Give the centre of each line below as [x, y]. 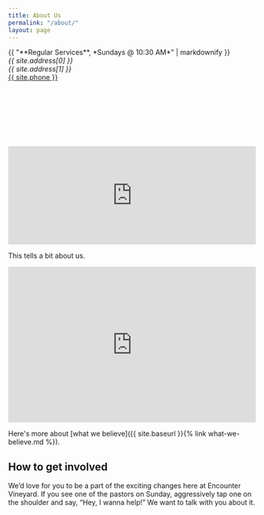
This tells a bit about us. [47, 256]
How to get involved [58, 467]
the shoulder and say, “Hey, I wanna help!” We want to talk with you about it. [132, 502]
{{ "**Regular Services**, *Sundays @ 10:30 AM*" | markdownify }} [119, 53]
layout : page [29, 30]
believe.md [26, 442]
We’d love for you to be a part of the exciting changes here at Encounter [125, 485]
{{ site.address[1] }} [40, 69]
